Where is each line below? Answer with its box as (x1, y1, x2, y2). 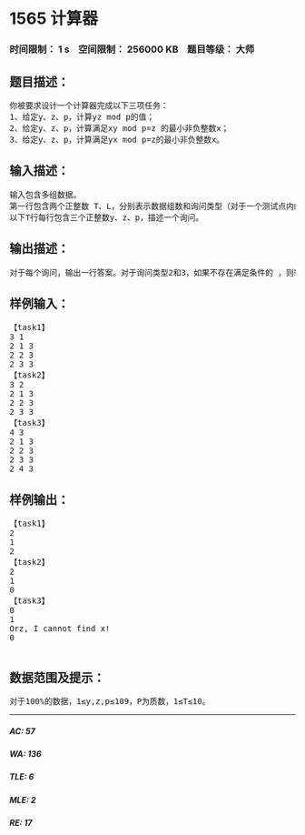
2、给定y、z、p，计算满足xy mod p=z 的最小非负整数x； (9, 123, 230, 133)
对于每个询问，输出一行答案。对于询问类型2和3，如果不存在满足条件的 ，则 (9, 267, 295, 277)
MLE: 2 (9, 794, 36, 805)
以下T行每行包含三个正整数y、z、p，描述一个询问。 (9, 212, 204, 223)
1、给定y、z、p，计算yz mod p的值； (9, 111, 155, 122)
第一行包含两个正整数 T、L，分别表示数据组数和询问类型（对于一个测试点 (9, 201, 287, 211)
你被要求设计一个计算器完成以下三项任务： (9, 100, 169, 110)
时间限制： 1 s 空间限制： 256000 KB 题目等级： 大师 (9, 43, 255, 55)
